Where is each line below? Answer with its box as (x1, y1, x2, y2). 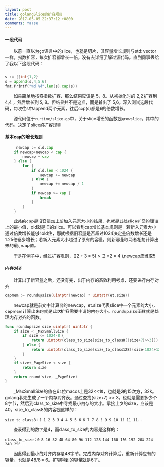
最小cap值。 (13, 243, 39, 248)
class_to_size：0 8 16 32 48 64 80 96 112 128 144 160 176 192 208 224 (5, 437, 153, 442)
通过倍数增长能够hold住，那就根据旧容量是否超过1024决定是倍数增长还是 (5, 230, 152, 236)
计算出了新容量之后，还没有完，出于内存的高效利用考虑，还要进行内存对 (13, 277, 159, 283)
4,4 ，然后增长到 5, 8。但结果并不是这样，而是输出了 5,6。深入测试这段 (5, 99, 149, 105)
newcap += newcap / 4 (40, 181, 84, 186)
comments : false (5, 21, 38, 26)
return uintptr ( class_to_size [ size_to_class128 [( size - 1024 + (31, 347, 156, 352)
